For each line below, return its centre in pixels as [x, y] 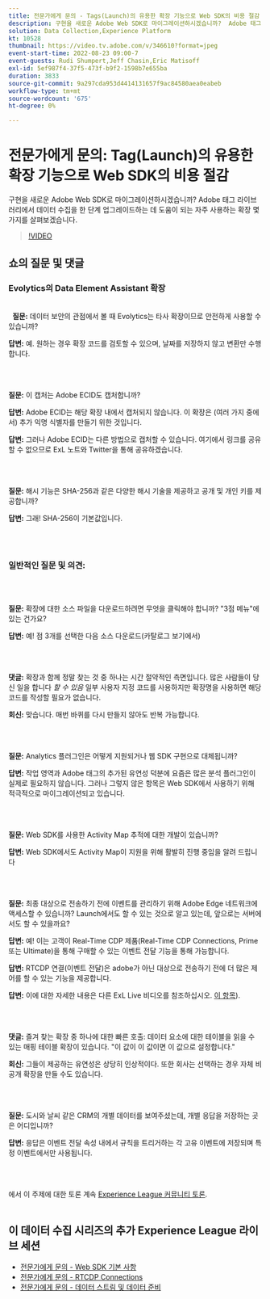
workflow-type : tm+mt [45, 91]
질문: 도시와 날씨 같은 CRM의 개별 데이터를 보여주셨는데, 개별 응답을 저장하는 [129, 1116]
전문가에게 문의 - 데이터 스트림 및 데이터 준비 [90, 1287]
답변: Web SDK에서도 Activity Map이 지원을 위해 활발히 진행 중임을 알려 [122, 852]
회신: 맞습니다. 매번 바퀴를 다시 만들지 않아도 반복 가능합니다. [104, 715]
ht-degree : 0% [32, 106]
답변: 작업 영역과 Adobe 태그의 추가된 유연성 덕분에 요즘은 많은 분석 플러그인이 [132, 773]
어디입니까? [35, 1126]
